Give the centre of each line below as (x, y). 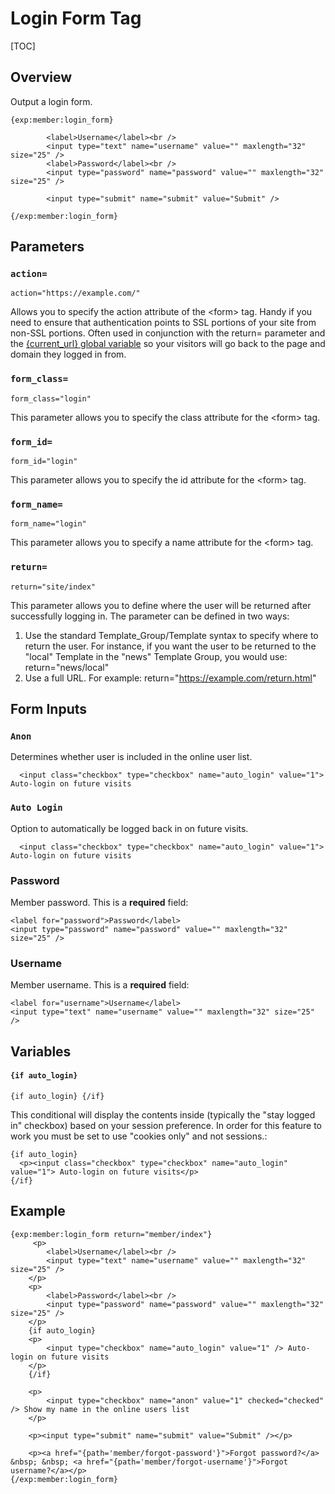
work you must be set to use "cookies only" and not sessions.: (139, 1136)
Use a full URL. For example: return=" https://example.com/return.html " (170, 678)
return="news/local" (67, 667)
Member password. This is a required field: (99, 902)
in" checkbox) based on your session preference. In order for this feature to (166, 1125)
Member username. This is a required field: (100, 985)
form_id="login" (44, 462)
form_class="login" (51, 398)
